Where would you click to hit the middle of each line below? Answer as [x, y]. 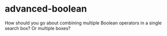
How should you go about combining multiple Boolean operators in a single [83, 23]
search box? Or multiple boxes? [38, 28]
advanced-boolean [46, 9]
